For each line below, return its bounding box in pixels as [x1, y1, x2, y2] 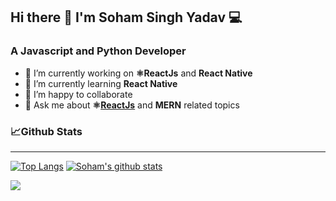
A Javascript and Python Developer [10, 44, 187, 58]
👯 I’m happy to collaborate [24, 88, 133, 100]
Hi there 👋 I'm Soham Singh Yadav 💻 [10, 9, 243, 26]
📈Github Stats [10, 124, 83, 138]
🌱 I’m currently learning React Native [24, 77, 178, 89]
